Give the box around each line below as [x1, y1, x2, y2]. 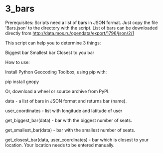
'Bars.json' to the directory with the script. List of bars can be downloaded [5, 24, 158, 30]
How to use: [5, 59, 30, 65]
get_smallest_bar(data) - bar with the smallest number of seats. [5, 127, 136, 133]
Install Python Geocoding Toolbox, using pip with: [5, 68, 107, 75]
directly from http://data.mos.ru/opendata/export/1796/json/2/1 [5, 30, 135, 36]
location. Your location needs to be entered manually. [5, 142, 115, 148]
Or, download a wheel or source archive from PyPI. [5, 88, 110, 94]
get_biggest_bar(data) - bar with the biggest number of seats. [5, 117, 132, 123]
